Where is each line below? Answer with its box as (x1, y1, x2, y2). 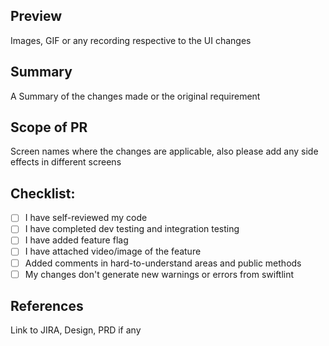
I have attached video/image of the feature (24, 245, 202, 258)
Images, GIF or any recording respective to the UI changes (10, 34, 252, 46)
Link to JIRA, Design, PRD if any (10, 324, 142, 336)
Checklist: (10, 185, 76, 202)
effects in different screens (10, 156, 122, 168)
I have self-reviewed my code (24, 212, 148, 224)
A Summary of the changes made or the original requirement (10, 90, 261, 102)
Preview (10, 8, 63, 25)
